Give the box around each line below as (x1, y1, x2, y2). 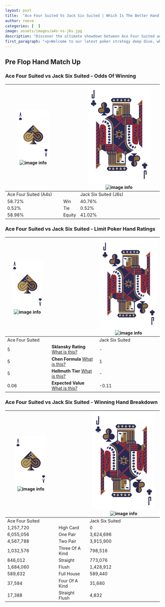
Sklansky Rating (51, 344, 86, 350)
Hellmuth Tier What (51, 368, 92, 374)
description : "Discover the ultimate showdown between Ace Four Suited (5, 34, 155, 39)
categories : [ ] (5, 24, 41, 29)
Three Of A (58, 545, 81, 551)
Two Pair (58, 538, 77, 544)
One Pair (58, 531, 76, 538)
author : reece (5, 18, 34, 23)
